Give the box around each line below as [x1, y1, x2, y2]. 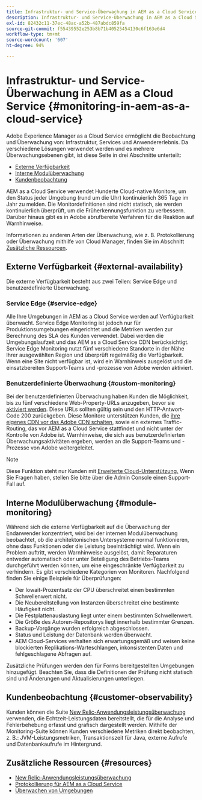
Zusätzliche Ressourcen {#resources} [6, 758, 152, 768]
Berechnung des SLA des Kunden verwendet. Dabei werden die [6, 332, 164, 339]
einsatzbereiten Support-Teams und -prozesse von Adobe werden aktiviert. [6, 364, 194, 371]
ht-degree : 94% [6, 43, 44, 49]
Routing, [6, 425, 27, 432]
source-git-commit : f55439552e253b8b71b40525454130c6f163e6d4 [6, 25, 165, 32]
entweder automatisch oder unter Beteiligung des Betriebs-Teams [6, 556, 170, 563]
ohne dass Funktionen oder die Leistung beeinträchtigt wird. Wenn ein [6, 542, 180, 550]
